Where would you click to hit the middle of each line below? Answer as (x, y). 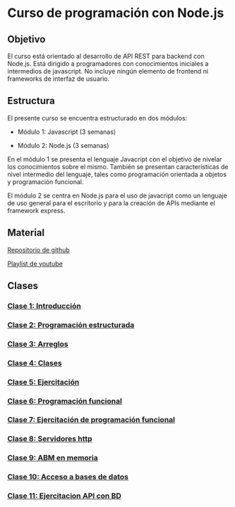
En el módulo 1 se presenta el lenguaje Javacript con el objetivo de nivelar (115, 159)
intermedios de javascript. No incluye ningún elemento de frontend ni (108, 71)
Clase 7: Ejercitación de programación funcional (91, 420)
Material (26, 233)
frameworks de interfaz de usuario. (59, 79)
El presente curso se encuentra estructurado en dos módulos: (97, 118)
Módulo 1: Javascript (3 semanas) (67, 132)
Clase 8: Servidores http (50, 439)
